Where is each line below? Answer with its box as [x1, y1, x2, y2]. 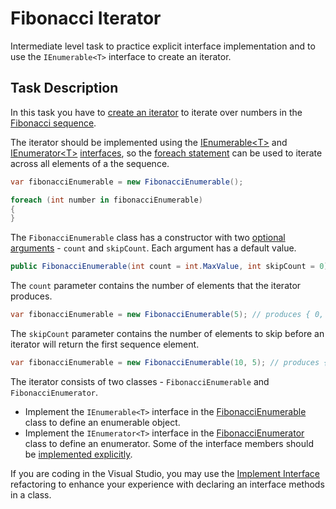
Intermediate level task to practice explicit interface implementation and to [10, 40, 316, 52]
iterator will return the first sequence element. [10, 338, 200, 350]
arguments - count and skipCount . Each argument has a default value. [10, 242, 297, 254]
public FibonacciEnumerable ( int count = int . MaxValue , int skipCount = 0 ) [10, 262, 329, 272]
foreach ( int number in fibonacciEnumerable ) [10, 195, 203, 205]
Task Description [10, 80, 119, 97]
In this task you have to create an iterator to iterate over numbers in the [10, 106, 303, 118]
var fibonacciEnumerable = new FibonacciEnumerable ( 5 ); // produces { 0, [10, 310, 325, 320]
